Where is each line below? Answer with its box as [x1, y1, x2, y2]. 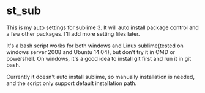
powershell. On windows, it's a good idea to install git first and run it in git [6, 55, 192, 62]
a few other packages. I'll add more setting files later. [6, 30, 140, 37]
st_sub [6, 4, 42, 18]
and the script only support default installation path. [6, 80, 137, 87]
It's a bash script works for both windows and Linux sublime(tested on [6, 42, 184, 49]
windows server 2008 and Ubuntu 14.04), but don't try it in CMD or [6, 48, 176, 55]
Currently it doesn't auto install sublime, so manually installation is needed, [6, 73, 195, 80]
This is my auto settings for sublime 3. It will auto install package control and [6, 24, 199, 31]
